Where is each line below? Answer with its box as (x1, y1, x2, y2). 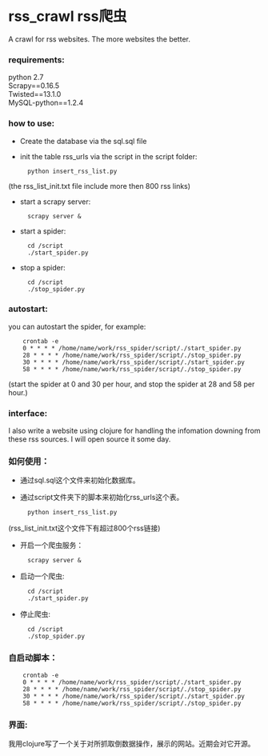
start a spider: (19, 226, 66, 236)
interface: (8, 407, 48, 418)
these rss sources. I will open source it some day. (8, 434, 171, 444)
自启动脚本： (8, 653, 58, 664)
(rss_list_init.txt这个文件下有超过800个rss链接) (8, 523, 161, 533)
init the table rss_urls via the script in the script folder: (19, 151, 198, 161)
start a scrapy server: (19, 197, 91, 206)
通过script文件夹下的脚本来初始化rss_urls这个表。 (19, 493, 184, 502)
